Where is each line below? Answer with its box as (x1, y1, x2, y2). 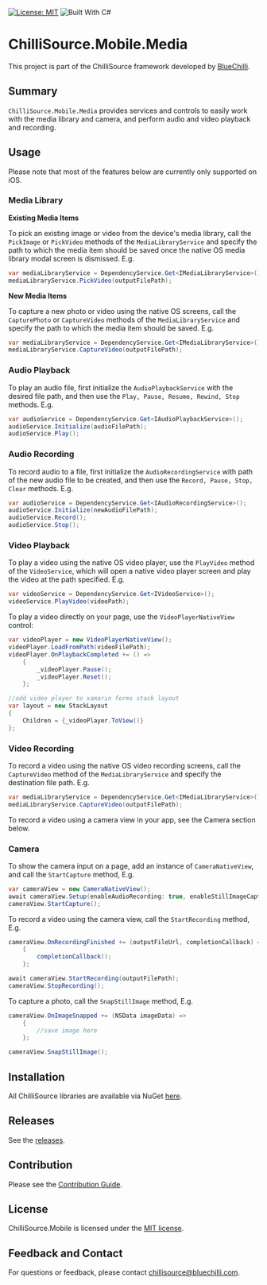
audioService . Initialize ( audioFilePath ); (8, 422, 148, 431)
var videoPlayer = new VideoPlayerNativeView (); (8, 636, 172, 644)
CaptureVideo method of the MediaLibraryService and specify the (8, 769, 222, 779)
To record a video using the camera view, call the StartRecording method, (8, 914, 250, 923)
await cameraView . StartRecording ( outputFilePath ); (8, 974, 180, 983)
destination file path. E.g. (8, 777, 90, 787)
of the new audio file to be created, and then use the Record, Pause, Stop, (8, 475, 253, 485)
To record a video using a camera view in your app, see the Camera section (8, 815, 256, 824)
